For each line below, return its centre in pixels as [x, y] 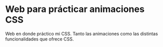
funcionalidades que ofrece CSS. [40, 39]
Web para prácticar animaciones [75, 9]
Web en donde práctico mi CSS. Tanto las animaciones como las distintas [82, 33]
